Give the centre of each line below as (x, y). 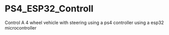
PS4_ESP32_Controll (49, 9)
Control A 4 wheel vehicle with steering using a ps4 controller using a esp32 (84, 22)
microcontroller (20, 27)
